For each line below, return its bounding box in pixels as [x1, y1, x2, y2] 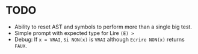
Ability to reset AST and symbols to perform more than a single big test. [14, 23, 192, 30]
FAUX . [14, 42, 28, 49]
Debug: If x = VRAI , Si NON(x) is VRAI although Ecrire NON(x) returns [14, 36, 185, 43]
